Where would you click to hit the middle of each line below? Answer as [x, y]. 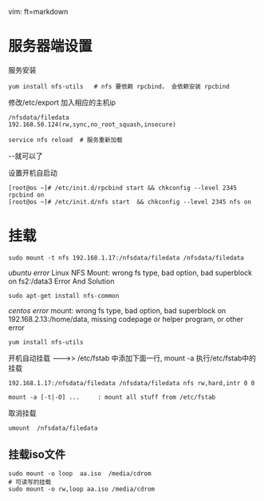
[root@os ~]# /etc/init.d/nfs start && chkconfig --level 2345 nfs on [130, 202]
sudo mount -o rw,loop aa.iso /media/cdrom [82, 489]
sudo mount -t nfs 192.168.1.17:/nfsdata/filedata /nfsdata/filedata [126, 258]
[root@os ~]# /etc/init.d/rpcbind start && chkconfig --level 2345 [123, 188]
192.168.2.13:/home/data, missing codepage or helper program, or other [126, 319]
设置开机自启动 [33, 173]
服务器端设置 [51, 46]
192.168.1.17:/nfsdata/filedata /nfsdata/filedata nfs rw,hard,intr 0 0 [132, 383]
